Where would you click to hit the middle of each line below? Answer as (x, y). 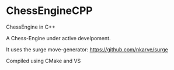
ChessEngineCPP (50, 11)
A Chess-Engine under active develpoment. (58, 38)
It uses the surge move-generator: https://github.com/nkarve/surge (87, 49)
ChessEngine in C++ (31, 27)
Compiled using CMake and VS (43, 61)
